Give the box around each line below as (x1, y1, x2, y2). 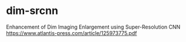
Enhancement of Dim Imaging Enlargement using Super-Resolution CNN (6, 23, 181, 30)
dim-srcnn (6, 4, 59, 17)
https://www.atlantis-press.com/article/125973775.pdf (6, 29, 137, 36)
